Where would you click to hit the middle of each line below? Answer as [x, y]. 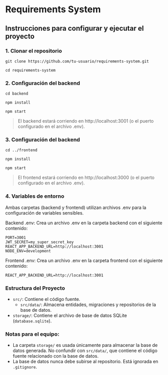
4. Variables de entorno [35, 196]
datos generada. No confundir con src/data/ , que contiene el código [85, 350]
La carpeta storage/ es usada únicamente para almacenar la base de [85, 345]
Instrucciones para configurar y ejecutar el [75, 28]
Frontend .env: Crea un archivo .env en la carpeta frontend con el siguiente [84, 260]
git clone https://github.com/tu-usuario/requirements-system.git [77, 61]
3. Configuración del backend [43, 140]
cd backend [17, 94]
